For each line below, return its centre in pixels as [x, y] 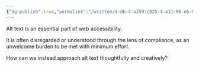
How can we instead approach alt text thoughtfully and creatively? [87, 58]
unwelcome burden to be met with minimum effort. [68, 46]
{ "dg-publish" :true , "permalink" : [47, 12]
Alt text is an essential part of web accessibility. [64, 28]
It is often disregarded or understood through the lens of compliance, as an [98, 40]
